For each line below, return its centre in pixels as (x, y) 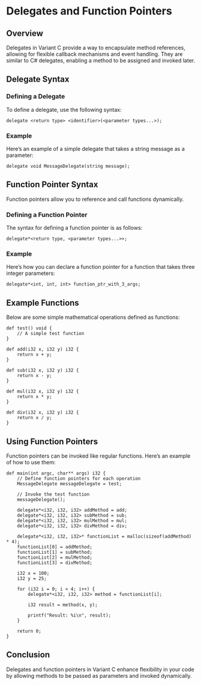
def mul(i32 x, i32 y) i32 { (43, 392)
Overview (25, 33)
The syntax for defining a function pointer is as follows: (74, 228)
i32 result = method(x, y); (63, 605)
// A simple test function (51, 334)
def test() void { (29, 328)
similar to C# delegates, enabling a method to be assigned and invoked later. (101, 60)
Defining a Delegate (36, 96)
